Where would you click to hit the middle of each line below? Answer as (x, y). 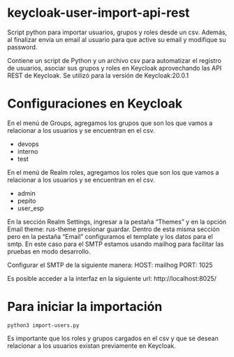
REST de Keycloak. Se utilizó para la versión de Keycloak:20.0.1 (98, 75)
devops (28, 144)
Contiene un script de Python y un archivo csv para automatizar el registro (114, 60)
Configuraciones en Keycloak (95, 104)
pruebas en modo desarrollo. (49, 251)
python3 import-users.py (43, 325)
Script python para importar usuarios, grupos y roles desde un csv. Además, (117, 32)
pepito (27, 201)
